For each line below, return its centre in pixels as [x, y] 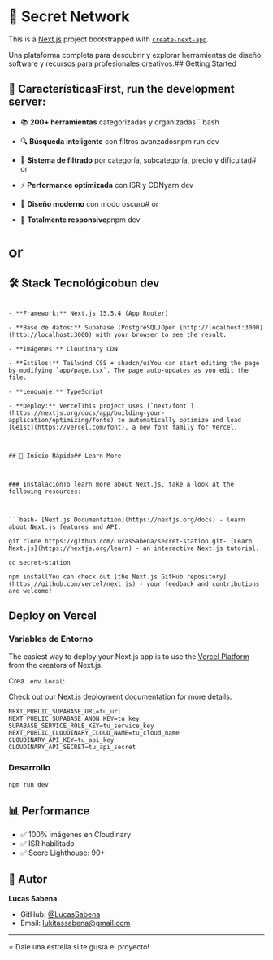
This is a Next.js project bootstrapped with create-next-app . [109, 39]
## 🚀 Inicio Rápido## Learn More [65, 456]
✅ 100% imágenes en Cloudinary [76, 835]
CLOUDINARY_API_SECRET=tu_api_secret [72, 748]
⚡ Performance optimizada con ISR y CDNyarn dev [106, 185]
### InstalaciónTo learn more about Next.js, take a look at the [121, 484]
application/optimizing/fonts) [61, 420]
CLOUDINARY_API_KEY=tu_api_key [61, 740]
